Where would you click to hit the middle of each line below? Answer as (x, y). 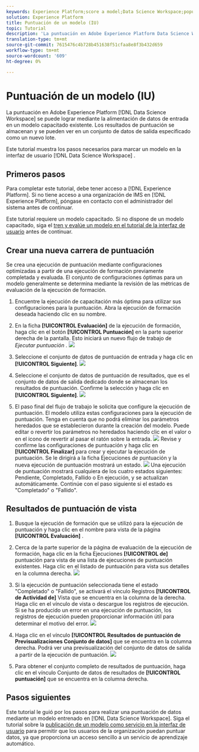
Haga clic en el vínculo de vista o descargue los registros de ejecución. (102, 603)
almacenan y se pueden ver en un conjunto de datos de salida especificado (98, 131)
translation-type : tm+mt (37, 39)
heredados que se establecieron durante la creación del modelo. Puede (102, 426)
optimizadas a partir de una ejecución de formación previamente (85, 271)
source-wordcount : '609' (37, 56)
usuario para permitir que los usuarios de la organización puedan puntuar (96, 731)
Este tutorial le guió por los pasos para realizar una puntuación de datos (94, 712)
